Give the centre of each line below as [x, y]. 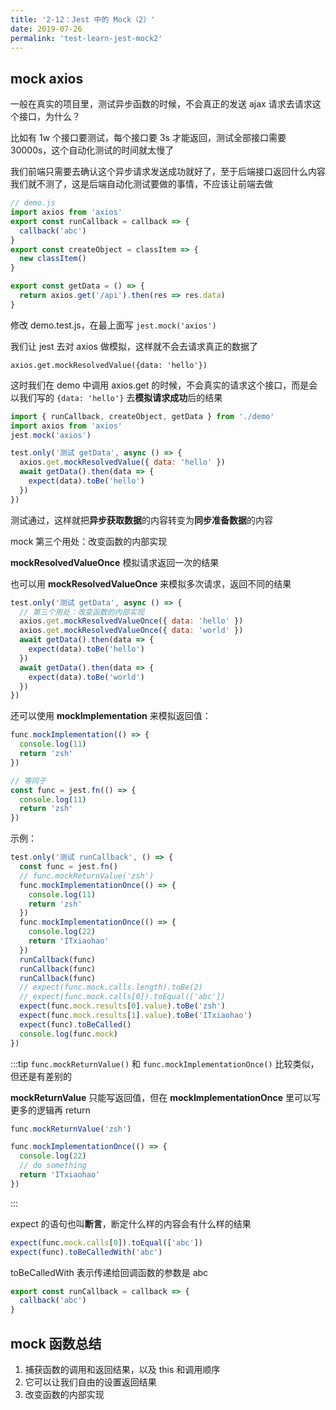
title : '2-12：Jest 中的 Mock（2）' [83, 19]
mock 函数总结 [56, 1343]
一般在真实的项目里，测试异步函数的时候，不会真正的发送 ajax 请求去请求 [161, 104]
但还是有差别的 [41, 1076]
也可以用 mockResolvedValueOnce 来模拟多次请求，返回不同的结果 [151, 583]
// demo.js [33, 203]
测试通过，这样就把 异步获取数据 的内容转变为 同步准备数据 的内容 [141, 520]
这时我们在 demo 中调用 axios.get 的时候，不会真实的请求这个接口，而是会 [164, 385]
